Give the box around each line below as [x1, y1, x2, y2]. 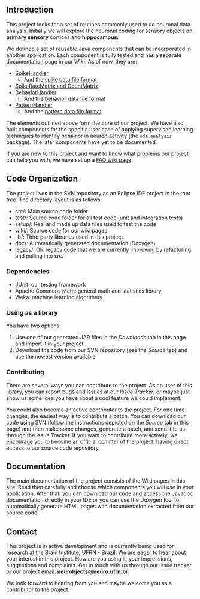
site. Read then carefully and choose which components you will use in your [6, 484, 194, 491]
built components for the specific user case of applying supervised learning [6, 125, 193, 133]
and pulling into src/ [14, 252, 65, 260]
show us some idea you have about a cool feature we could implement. [6, 394, 182, 401]
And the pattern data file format [23, 107, 102, 115]
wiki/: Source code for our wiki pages [14, 227, 108, 234]
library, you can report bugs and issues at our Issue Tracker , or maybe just [6, 388, 190, 395]
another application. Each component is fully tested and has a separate [6, 51, 182, 59]
